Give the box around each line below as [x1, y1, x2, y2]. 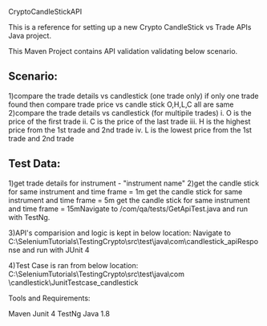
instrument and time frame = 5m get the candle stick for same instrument [8, 195, 250, 205]
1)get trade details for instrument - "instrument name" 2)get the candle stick [8, 178, 259, 188]
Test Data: [8, 157, 61, 171]
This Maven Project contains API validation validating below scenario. [8, 47, 238, 55]
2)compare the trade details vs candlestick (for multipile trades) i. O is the [8, 108, 252, 117]
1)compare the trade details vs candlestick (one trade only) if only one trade [8, 91, 259, 100]
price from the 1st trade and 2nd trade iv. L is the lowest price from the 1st [8, 124, 253, 135]
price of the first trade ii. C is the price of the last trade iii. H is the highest [8, 116, 251, 126]
